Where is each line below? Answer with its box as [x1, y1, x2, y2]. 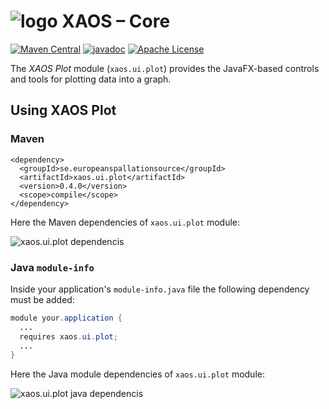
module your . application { [10, 313, 123, 323]
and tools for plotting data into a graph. [10, 73, 172, 85]
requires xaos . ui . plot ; [19, 331, 118, 342]
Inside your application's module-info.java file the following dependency [10, 283, 310, 295]
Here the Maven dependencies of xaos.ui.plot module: [10, 216, 241, 228]
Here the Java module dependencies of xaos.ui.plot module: [10, 368, 265, 380]
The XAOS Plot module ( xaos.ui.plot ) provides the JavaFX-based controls [10, 62, 320, 74]
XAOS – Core [61, 10, 171, 33]
